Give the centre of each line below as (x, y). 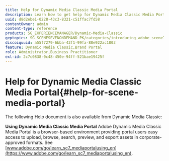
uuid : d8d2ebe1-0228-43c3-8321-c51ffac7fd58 (53, 19)
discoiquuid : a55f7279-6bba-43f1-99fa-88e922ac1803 (60, 43)
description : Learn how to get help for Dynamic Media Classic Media (80, 15)
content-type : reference (31, 29)
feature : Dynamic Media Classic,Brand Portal (54, 47)
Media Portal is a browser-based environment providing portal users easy (81, 132)
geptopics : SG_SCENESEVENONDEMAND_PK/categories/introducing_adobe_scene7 (85, 38)
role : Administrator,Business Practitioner (52, 52)
